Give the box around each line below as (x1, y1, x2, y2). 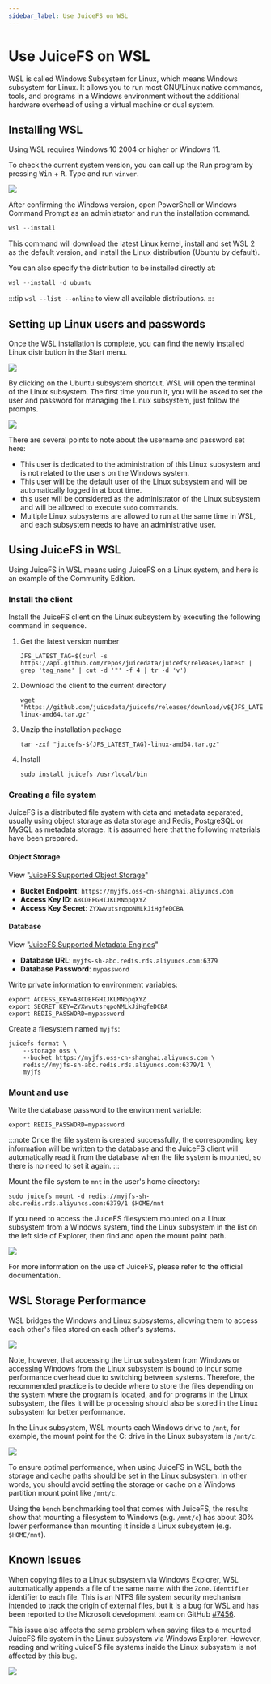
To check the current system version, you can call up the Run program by (8, 160, 253, 170)
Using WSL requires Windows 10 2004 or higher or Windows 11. (8, 144, 221, 154)
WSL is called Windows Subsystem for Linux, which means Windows (8, 74, 239, 84)
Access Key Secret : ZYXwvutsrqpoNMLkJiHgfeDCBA (19, 902, 184, 913)
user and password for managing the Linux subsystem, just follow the (8, 395, 240, 405)
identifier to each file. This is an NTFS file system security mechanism (8, 1591, 241, 1601)
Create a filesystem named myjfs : (8, 1023, 121, 1033)
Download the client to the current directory (19, 681, 167, 691)
